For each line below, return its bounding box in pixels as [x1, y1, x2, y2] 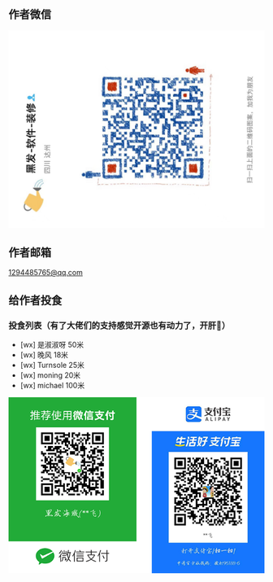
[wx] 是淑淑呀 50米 [19, 340, 84, 350]
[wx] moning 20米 [19, 370, 81, 380]
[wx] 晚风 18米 [19, 350, 69, 360]
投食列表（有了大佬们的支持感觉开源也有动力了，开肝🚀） [8, 320, 231, 331]
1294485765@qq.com [8, 268, 84, 278]
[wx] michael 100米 [19, 381, 85, 391]
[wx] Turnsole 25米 [19, 361, 85, 370]
